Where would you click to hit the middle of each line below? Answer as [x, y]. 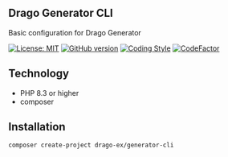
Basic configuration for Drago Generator [75, 32]
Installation [37, 127]
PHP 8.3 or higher [49, 93]
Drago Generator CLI [61, 13]
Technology [39, 74]
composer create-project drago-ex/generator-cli [91, 145]
